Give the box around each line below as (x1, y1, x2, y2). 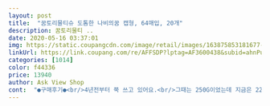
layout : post (8, 11, 52, 20)
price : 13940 (8, 71, 52, 79)
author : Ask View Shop (8, 78, 84, 86)
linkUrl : (8, 49, 38, 57)
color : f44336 (8, 64, 56, 72)
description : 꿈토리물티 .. (8, 26, 94, 34)
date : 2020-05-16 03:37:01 (8, 33, 99, 42)
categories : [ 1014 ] (8, 57, 74, 65)
